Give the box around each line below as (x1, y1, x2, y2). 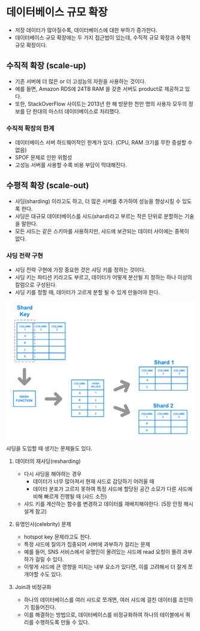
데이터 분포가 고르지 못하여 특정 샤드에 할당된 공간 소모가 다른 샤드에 (32, 485, 193, 492)
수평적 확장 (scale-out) (6, 180, 89, 191)
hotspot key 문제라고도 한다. (23, 533, 92, 540)
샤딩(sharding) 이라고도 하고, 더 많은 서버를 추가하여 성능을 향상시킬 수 (14, 197, 181, 204)
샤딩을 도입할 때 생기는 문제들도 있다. (6, 445, 93, 452)
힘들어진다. (30, 603, 56, 611)
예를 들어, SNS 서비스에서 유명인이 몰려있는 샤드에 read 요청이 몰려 (23, 548, 181, 555)
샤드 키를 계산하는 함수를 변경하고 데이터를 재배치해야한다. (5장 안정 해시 (23, 500, 193, 507)
